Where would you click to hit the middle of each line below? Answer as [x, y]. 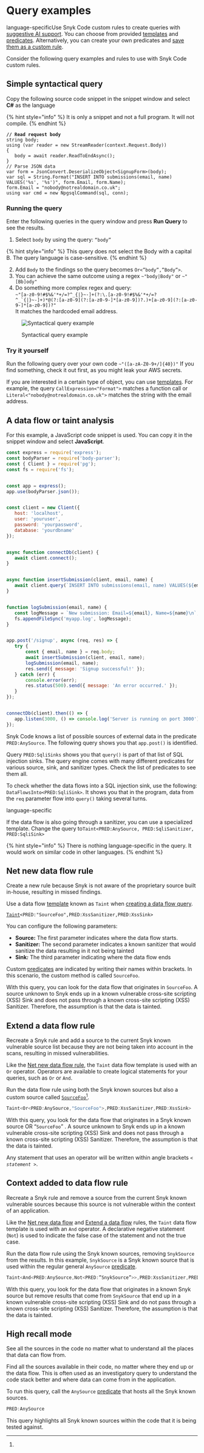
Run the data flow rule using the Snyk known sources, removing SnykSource [100, 1253]
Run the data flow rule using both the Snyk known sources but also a [92, 1090]
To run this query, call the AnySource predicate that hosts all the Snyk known [101, 1392]
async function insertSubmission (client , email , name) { [80, 580]
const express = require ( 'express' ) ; [54, 453]
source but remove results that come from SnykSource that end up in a [93, 1295]
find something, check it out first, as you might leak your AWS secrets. [94, 370]
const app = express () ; [36, 486]
